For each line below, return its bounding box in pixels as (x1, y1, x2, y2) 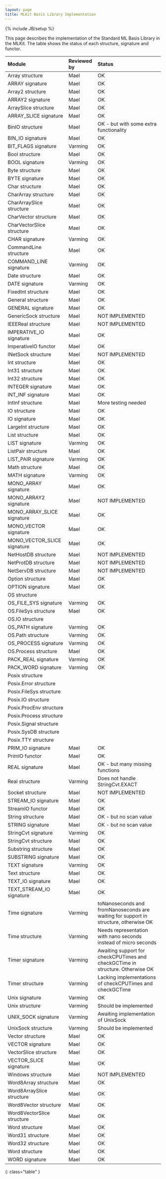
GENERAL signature (7, 304, 54, 311)
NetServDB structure (7, 567, 56, 574)
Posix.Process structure (7, 712, 63, 719)
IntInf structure (7, 399, 42, 406)
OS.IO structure (7, 615, 43, 622)
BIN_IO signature (7, 134, 47, 141)
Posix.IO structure (7, 696, 49, 703)
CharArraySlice (7, 199, 43, 206)
